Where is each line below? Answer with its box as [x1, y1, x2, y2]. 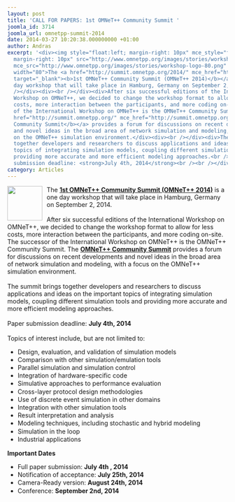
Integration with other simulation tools [17, 403, 127, 412]
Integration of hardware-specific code [17, 371, 128, 380]
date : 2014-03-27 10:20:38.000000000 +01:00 [7, 36, 139, 43]
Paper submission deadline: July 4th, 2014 [7, 319, 131, 327]
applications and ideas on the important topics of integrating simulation [7, 289, 213, 298]
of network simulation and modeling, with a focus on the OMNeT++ [7, 259, 201, 268]
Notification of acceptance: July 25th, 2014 [17, 471, 145, 479]
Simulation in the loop [17, 427, 80, 436]
